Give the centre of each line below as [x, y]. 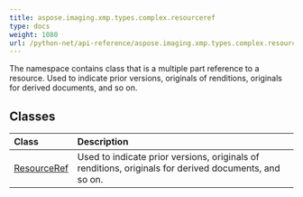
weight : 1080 [34, 34]
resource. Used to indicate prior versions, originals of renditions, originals [146, 79]
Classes [32, 116]
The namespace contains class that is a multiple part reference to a [134, 69]
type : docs [30, 26]
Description [103, 142]
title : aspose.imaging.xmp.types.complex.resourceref [113, 18]
